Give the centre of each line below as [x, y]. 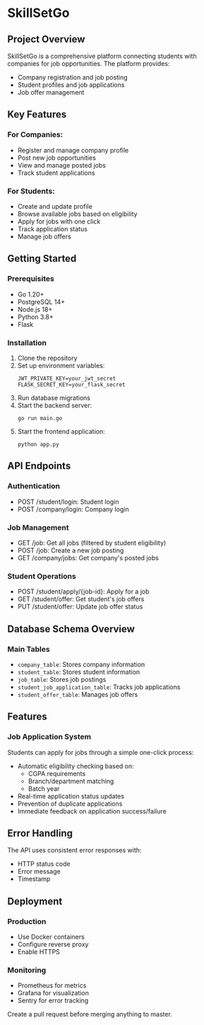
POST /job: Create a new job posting [71, 550]
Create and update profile [55, 206]
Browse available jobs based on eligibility [77, 214]
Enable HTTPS [38, 952]
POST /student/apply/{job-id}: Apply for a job [83, 591]
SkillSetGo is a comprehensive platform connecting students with [102, 56]
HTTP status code [44, 864]
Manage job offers [44, 236]
